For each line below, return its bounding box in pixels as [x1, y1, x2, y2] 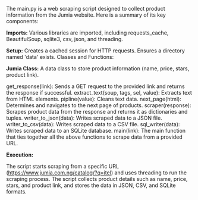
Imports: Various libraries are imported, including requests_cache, [6, 29, 169, 36]
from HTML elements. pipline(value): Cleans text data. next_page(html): [6, 95, 181, 102]
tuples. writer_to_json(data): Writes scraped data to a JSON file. [6, 114, 162, 121]
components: [6, 18, 39, 24]
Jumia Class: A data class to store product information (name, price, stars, [6, 65, 190, 72]
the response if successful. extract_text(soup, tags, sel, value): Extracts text [6, 89, 192, 96]
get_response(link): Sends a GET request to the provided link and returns [6, 83, 186, 90]
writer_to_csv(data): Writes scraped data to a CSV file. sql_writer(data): [6, 121, 180, 127]
